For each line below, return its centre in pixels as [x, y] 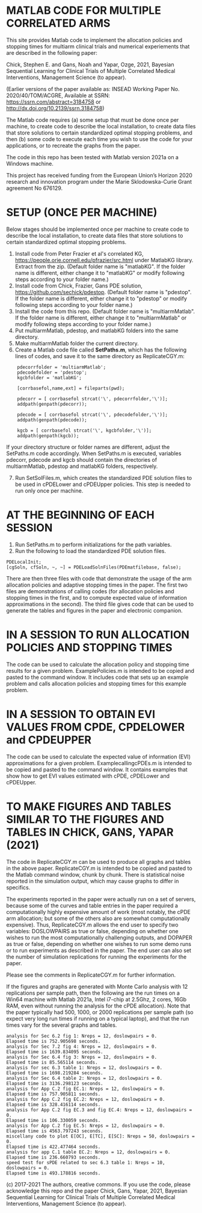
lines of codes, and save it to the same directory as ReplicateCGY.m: [100, 356]
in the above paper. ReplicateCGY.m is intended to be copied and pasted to [99, 868]
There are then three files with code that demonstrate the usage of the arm [99, 578]
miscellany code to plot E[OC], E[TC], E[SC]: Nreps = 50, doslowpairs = [101, 1136]
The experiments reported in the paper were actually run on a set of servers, [101, 899]
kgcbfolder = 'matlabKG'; [50, 377]
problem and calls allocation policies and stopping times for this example [96, 683]
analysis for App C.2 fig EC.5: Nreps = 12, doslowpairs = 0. [86, 1126]
